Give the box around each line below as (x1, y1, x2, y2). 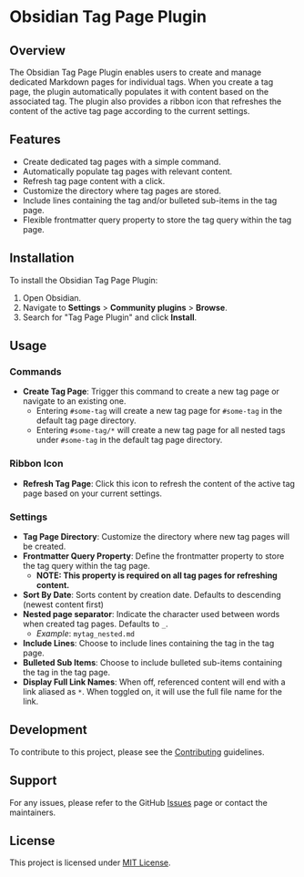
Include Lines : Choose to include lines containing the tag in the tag (22, 637, 275, 648)
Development (9, 722, 88, 738)
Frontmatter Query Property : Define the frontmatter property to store (22, 550, 285, 562)
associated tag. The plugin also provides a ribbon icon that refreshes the (9, 96, 282, 107)
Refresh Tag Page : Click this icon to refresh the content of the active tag (22, 478, 296, 489)
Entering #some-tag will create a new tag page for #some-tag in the (35, 406, 283, 417)
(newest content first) (22, 599, 105, 610)
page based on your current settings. (22, 488, 162, 499)
